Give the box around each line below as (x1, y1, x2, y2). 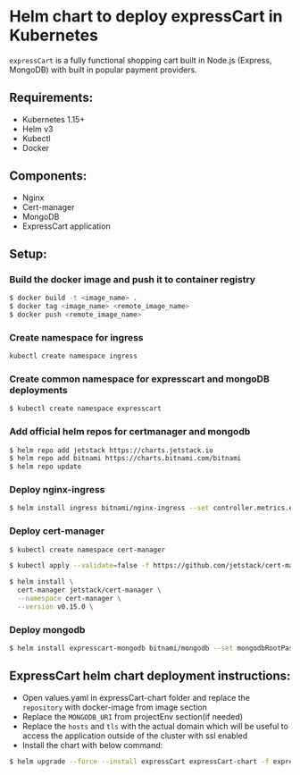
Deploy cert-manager (9, 525, 105, 537)
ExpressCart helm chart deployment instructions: (9, 669, 291, 684)
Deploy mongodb (9, 623, 86, 636)
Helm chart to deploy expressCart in (9, 6, 283, 27)
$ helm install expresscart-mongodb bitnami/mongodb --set (9, 644, 234, 653)
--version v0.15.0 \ (17, 602, 94, 611)
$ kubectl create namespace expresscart (9, 404, 162, 413)
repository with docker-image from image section (21, 702, 208, 712)
